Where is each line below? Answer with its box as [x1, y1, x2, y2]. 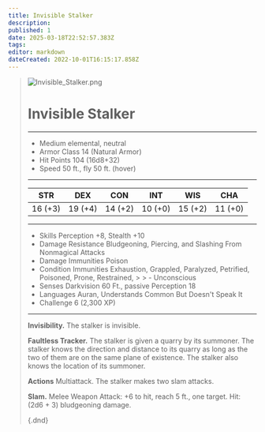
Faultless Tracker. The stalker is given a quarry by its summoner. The [27, 336, 255, 345]
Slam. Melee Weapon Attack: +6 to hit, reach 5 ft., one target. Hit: [27, 392, 241, 401]
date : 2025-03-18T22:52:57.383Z [8, 33, 114, 42]
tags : [8, 41, 26, 49]
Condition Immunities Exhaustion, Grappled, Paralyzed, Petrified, [39, 264, 250, 273]
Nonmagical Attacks [39, 247, 105, 257]
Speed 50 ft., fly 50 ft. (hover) [39, 163, 136, 173]
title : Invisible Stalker [8, 11, 93, 20]
